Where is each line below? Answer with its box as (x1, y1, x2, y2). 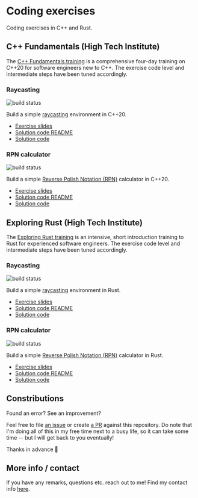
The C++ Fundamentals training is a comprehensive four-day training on (6, 57, 185, 64)
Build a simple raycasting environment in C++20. (6, 111, 127, 118)
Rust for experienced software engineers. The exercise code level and (6, 240, 181, 247)
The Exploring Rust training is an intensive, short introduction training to (6, 234, 184, 241)
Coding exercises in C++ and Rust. (6, 24, 93, 31)
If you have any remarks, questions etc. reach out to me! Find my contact (6, 479, 188, 486)
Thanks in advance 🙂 (6, 446, 58, 453)
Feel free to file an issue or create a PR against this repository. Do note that (6, 421, 193, 428)
